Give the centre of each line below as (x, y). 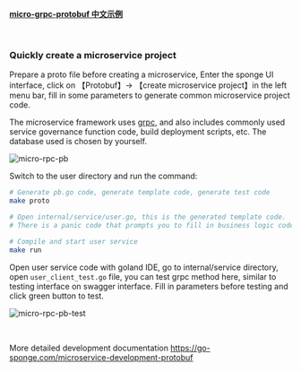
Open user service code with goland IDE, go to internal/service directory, (144, 267)
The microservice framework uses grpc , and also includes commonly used (147, 122)
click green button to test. (57, 296)
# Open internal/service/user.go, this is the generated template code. (148, 217)
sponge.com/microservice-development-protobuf (101, 357)
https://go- (190, 348)
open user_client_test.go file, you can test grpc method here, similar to (143, 276)
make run (26, 250)
